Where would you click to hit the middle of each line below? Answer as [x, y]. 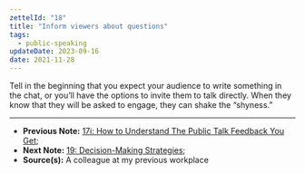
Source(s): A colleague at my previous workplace [115, 160]
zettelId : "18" [38, 18]
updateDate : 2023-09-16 [54, 52]
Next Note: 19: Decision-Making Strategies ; [104, 150]
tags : [20, 34]
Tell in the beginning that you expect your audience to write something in [146, 86]
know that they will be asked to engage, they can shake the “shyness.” [141, 105]
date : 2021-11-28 [42, 60]
